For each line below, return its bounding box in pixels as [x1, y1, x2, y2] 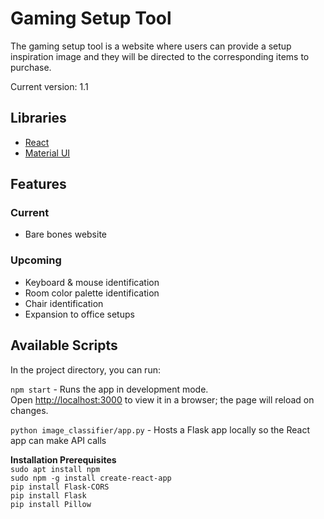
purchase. [10, 61, 52, 73]
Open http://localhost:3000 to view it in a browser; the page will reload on [10, 393, 315, 406]
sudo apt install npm [10, 464, 101, 474]
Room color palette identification [24, 287, 160, 299]
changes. [10, 404, 49, 416]
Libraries [10, 110, 67, 127]
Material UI [24, 147, 71, 159]
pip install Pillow [10, 499, 92, 509]
